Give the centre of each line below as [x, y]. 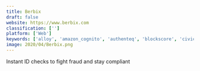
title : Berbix [24, 12]
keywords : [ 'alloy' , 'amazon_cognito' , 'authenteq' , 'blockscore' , [92, 39]
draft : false [22, 17]
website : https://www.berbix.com [48, 22]
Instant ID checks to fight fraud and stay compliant [68, 61]
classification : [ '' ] [33, 28]
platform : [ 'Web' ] [29, 34]
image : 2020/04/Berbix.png [40, 45]
